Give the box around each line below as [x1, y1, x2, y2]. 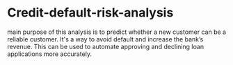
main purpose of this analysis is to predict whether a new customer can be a [7, 28, 227, 36]
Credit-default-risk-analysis [7, 5, 174, 21]
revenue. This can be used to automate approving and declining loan [7, 42, 204, 50]
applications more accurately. [7, 50, 93, 58]
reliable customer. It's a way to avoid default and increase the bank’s [7, 35, 204, 43]
